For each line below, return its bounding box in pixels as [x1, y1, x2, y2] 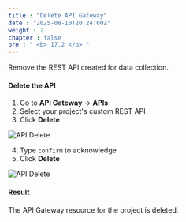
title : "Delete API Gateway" [8, 11, 108, 20]
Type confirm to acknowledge [19, 145, 117, 155]
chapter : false [8, 33, 61, 42]
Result [8, 187, 30, 197]
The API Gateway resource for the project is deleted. [8, 205, 179, 214]
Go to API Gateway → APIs [19, 98, 109, 107]
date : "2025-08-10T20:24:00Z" [8, 19, 111, 27]
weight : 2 [8, 26, 44, 34]
